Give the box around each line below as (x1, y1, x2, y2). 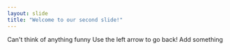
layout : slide (7, 10, 49, 17)
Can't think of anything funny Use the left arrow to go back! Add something (7, 35, 223, 43)
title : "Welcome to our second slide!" (7, 16, 123, 23)
